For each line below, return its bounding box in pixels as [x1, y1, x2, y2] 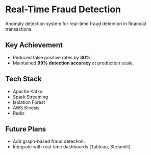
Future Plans [5, 124, 46, 134]
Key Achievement [5, 41, 63, 50]
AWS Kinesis [12, 104, 40, 110]
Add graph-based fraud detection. [12, 138, 85, 144]
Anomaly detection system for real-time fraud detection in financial [5, 20, 146, 27]
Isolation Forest [12, 99, 45, 105]
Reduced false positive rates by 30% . [12, 54, 92, 60]
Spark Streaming [12, 94, 48, 100]
